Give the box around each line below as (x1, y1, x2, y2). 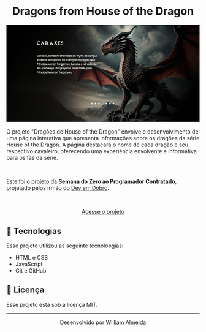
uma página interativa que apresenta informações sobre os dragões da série (6, 135, 200, 142)
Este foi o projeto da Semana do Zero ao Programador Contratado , (6, 178, 177, 185)
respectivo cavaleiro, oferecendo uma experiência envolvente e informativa (6, 148, 197, 155)
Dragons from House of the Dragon (12, 4, 194, 18)
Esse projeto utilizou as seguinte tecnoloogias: (6, 242, 124, 249)
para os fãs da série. (6, 154, 58, 162)
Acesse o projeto (82, 208, 124, 216)
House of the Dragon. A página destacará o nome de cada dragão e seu (6, 141, 189, 148)
